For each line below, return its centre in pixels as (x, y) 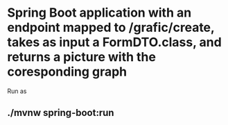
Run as (17, 91)
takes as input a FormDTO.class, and (114, 42)
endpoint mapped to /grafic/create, (111, 27)
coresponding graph (67, 72)
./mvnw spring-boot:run (61, 113)
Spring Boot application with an (99, 13)
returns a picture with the (81, 57)
